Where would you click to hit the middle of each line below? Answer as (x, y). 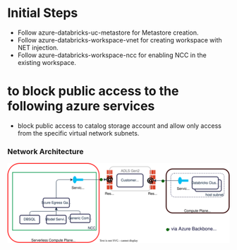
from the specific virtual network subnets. (78, 133)
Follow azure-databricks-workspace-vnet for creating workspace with (120, 40)
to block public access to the (93, 91)
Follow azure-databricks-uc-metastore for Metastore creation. (108, 32)
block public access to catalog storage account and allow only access (120, 126)
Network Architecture (45, 151)
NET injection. (38, 47)
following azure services (81, 106)
